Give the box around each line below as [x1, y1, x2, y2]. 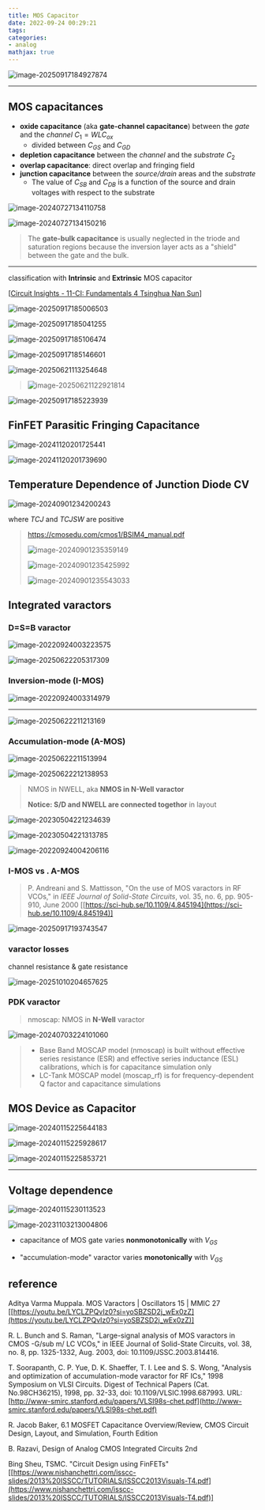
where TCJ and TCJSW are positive [8, 514, 125, 524]
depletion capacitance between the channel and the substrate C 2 [19, 150, 235, 162]
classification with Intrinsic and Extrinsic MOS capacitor [8, 274, 193, 282]
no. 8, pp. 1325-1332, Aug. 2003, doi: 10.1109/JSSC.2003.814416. [8, 1347, 219, 1357]
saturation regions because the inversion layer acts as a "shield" [27, 242, 237, 252]
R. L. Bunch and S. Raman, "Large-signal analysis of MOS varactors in [8, 1330, 236, 1340]
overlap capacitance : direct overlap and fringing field [19, 161, 195, 170]
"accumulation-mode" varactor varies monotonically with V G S [19, 1253, 223, 1264]
